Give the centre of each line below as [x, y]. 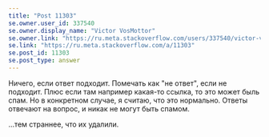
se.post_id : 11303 [39, 53]
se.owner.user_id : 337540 [51, 23]
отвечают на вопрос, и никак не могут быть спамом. [99, 108]
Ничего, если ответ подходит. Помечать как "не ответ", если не [118, 83]
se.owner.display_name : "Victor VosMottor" [82, 30]
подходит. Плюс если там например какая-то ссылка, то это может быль [134, 91]
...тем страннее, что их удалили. [64, 124]
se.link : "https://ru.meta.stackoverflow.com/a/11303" [102, 46]
